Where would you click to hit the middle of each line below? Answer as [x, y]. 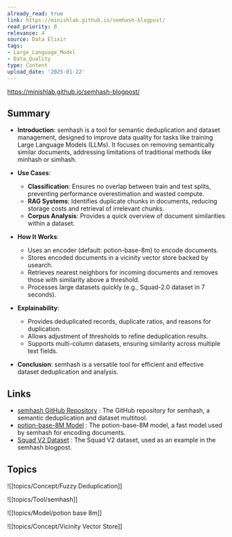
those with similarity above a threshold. [83, 280]
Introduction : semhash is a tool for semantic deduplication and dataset [118, 130]
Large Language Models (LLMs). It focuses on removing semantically [116, 145]
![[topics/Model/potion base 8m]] [55, 513]
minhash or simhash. [47, 160]
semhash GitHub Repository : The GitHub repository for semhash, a [113, 411]
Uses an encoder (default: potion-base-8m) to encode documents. [123, 250]
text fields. [43, 351]
